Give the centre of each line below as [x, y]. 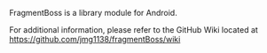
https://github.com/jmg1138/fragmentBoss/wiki [95, 39]
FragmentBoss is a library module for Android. [93, 13]
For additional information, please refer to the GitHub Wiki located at [134, 30]
